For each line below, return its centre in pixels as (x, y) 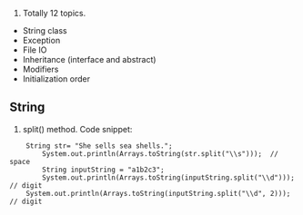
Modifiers (40, 69)
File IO (35, 50)
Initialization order (56, 79)
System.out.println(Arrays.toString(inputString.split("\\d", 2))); (158, 193)
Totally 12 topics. (54, 13)
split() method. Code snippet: (77, 129)
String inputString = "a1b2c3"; (104, 170)
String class (45, 30)
